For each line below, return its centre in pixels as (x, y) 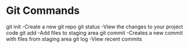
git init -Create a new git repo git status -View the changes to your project (94, 27)
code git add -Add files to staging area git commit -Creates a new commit (94, 32)
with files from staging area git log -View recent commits (74, 39)
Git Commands (43, 11)
